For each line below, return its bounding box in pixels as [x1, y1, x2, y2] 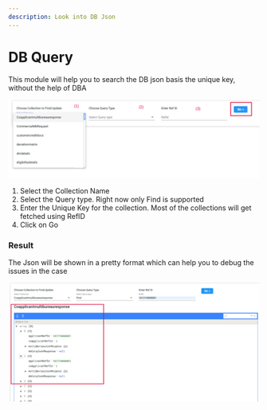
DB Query [8, 48, 73, 66]
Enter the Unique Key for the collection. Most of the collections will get [19, 203, 252, 213]
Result [8, 240, 34, 251]
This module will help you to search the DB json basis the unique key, [8, 74, 236, 84]
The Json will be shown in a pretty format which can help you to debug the [8, 258, 254, 267]
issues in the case [8, 267, 68, 276]
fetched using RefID [19, 212, 85, 221]
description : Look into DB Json [8, 13, 116, 21]
